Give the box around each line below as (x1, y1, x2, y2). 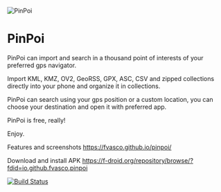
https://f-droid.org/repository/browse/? (82, 156, 194, 164)
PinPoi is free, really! (7, 116, 66, 124)
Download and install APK (7, 156, 81, 164)
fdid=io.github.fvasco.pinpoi (7, 164, 88, 172)
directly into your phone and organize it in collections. (7, 82, 161, 90)
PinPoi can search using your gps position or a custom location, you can (7, 95, 213, 103)
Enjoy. (7, 129, 25, 138)
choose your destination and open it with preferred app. (7, 103, 167, 111)
